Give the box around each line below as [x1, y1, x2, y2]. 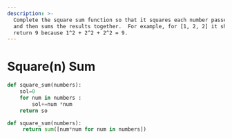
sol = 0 [19, 88, 36, 95]
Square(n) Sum [7, 59, 96, 74]
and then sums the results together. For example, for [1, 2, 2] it [13, 23, 217, 30]
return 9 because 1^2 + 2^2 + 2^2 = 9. [13, 29, 128, 36]
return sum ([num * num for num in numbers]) [22, 126, 147, 133]
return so [19, 107, 48, 114]
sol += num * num [32, 100, 72, 107]
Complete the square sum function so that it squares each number [13, 17, 209, 23]
